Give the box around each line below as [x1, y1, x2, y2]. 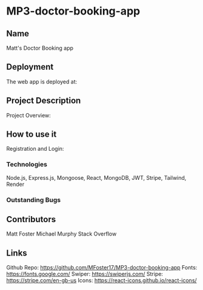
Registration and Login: [6, 145, 64, 153]
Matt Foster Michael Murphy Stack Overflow [6, 230, 117, 237]
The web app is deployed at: [6, 77, 78, 85]
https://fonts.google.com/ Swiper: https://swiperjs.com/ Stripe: [6, 271, 164, 278]
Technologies [6, 160, 47, 169]
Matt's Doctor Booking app [6, 44, 74, 51]
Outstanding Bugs [6, 196, 61, 204]
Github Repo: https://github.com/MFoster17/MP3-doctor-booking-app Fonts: [6, 264, 198, 271]
